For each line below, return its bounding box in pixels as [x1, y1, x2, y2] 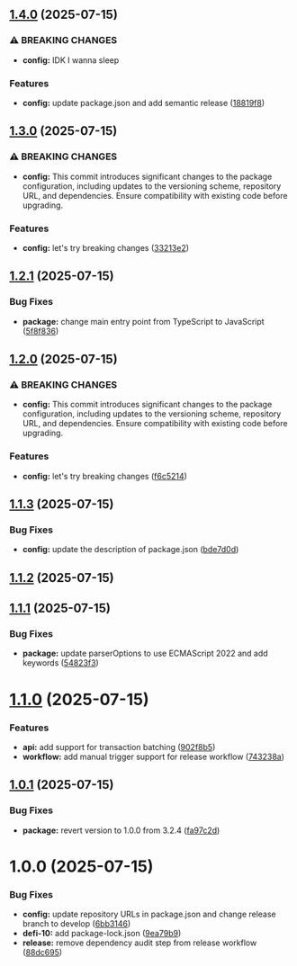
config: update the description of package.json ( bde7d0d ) [22, 544, 239, 555]
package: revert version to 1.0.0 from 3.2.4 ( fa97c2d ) [22, 825, 220, 836]
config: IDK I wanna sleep [22, 54, 120, 66]
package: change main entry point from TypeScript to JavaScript [22, 316, 265, 326]
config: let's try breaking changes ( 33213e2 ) [22, 242, 190, 253]
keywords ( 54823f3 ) [22, 657, 99, 668]
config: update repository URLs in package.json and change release [22, 908, 276, 920]
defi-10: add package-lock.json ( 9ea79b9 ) [22, 928, 182, 939]
